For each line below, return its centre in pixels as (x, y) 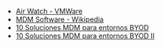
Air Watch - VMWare (49, 11)
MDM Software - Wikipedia (59, 19)
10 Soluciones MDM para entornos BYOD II (85, 36)
